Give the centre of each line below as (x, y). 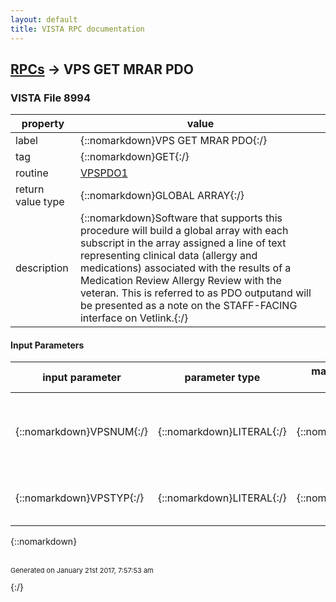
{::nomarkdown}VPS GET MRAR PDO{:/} (173, 141)
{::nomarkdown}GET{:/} (134, 157)
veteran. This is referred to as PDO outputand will (195, 293)
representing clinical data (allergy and (168, 256)
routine (32, 173)
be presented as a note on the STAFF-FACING (188, 306)
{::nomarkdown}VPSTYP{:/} (80, 498)
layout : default (44, 19)
